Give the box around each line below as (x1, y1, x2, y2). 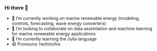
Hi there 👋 (4, 4, 29, 11)
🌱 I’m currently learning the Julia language (11, 36, 97, 42)
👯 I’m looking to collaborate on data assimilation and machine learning (11, 26, 153, 32)
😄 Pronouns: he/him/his (11, 41, 60, 47)
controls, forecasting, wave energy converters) (11, 20, 106, 26)
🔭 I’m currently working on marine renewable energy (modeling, (11, 16, 140, 21)
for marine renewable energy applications (11, 31, 96, 37)
